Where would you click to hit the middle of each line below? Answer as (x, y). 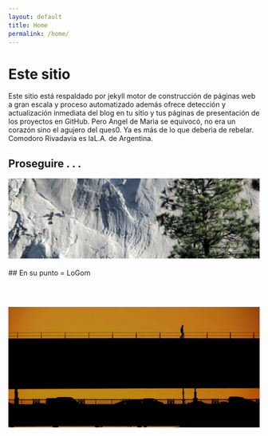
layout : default (35, 17)
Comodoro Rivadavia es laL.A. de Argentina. (81, 139)
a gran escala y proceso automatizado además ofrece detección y (117, 104)
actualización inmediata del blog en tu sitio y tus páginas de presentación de (134, 113)
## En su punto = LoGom (49, 273)
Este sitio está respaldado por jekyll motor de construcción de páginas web (132, 96)
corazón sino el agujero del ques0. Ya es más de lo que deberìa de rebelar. (131, 130)
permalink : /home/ (39, 33)
